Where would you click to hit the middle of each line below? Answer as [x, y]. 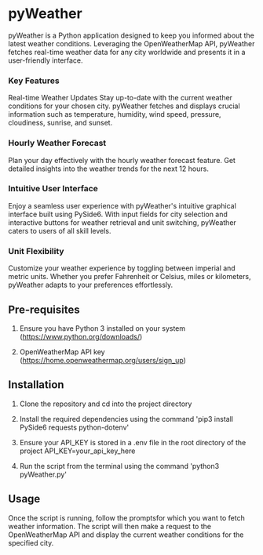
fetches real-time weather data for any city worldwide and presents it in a [127, 52]
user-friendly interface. [46, 60]
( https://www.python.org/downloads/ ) [81, 336]
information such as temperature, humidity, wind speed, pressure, [115, 114]
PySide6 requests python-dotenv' [74, 427]
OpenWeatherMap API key [62, 352]
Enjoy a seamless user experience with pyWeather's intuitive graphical [122, 205]
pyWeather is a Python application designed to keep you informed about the [131, 35]
